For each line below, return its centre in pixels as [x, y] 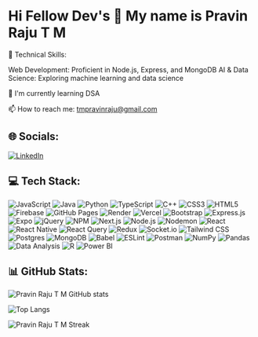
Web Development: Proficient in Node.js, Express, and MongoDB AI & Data [128, 69]
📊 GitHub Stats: [48, 271]
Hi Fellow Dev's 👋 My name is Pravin [128, 16]
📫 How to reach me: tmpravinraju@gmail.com [83, 108]
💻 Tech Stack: [44, 181]
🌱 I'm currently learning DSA [54, 93]
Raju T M [37, 33]
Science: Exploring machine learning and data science [96, 78]
